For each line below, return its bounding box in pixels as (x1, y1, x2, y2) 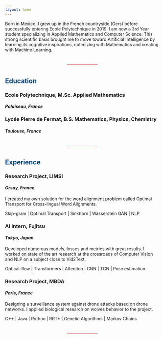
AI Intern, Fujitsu (5, 223, 46, 230)
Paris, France (5, 290, 33, 296)
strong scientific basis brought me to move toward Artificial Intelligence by (5, 36, 155, 42)
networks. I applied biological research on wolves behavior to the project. (5, 306, 153, 312)
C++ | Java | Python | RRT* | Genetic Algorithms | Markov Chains (5, 316, 137, 322)
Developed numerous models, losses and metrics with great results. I (5, 246, 144, 252)
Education (5, 77, 37, 85)
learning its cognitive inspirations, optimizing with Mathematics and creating (5, 41, 159, 47)
